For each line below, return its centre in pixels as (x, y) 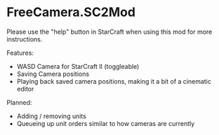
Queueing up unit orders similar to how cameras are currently (106, 123)
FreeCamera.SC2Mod (71, 12)
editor (25, 89)
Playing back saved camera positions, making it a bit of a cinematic (114, 81)
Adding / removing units (52, 116)
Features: (20, 53)
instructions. (25, 39)
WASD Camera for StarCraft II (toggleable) (78, 66)
